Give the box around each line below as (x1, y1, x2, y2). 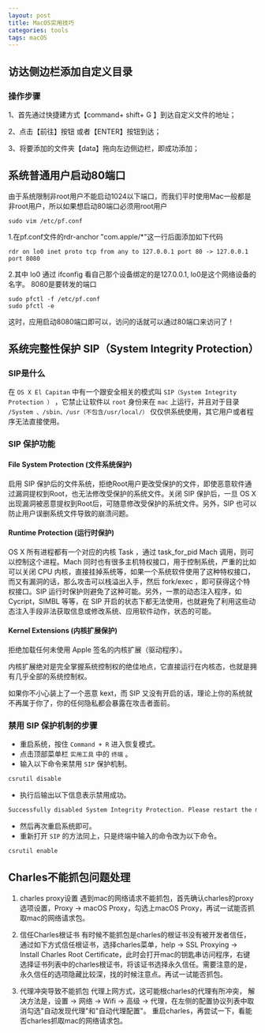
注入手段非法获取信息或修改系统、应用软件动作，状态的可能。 (14, 606, 215, 616)
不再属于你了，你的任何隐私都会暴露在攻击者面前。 (8, 698, 174, 707)
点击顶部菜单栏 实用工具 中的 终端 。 (19, 749, 132, 759)
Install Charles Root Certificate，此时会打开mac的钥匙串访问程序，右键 (19, 949, 251, 959)
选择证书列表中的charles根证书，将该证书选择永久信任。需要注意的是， (19, 959, 252, 969)
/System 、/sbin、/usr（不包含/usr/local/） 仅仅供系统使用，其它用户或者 (8, 407, 247, 417)
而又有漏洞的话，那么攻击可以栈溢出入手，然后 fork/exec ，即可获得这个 (8, 576, 244, 586)
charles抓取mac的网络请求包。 (26, 1016, 128, 1025)
